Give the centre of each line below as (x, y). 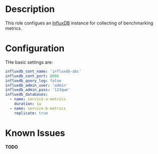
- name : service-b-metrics (38, 108)
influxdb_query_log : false (33, 81)
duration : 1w (28, 104)
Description (30, 9)
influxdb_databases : (27, 95)
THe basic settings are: (29, 62)
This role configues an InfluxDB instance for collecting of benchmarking (79, 23)
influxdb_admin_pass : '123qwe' (38, 90)
